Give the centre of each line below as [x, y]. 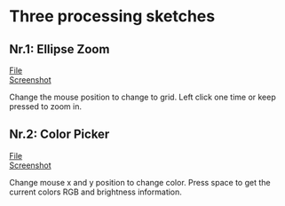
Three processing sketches [112, 16]
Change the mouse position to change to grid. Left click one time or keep [143, 97]
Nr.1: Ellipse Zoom [59, 49]
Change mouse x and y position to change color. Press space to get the [140, 182]
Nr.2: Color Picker [59, 135]
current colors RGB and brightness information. [95, 192]
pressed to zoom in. [46, 107]
